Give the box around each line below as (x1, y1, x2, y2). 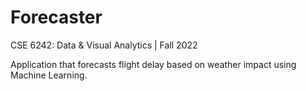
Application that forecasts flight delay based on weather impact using (10, 58, 297, 70)
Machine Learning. (10, 69, 88, 81)
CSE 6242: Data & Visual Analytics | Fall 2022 (10, 39, 198, 51)
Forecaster (10, 6, 103, 29)
